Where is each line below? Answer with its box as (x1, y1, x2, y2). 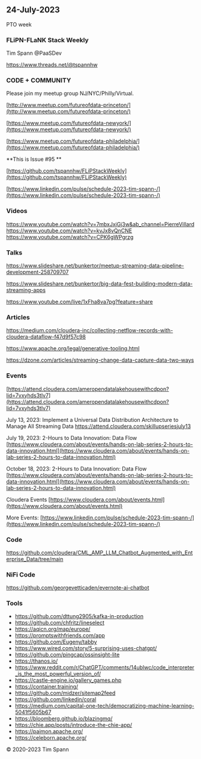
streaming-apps (6, 287, 46, 294)
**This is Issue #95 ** (6, 156, 62, 163)
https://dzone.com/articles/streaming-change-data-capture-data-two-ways (6, 356, 194, 364)
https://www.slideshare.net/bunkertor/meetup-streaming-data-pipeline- (6, 262, 184, 269)
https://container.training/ (14, 683, 79, 690)
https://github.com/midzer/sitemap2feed (14, 689, 116, 697)
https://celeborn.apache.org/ (14, 734, 87, 742)
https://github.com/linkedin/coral (14, 696, 97, 703)
